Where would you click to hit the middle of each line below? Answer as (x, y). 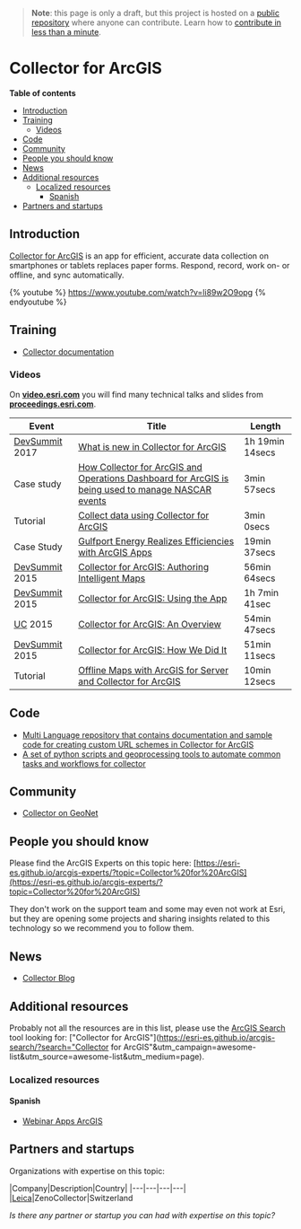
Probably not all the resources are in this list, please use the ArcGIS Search (147, 1028)
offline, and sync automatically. (67, 275)
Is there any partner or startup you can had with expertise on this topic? (142, 1215)
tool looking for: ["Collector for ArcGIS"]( (84, 1037)
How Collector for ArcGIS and (140, 467)
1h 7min (261, 593)
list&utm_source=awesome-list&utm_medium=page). (107, 1056)
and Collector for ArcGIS (129, 681)
